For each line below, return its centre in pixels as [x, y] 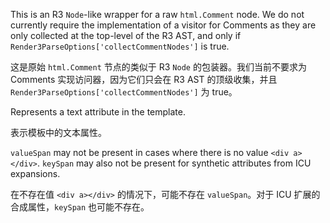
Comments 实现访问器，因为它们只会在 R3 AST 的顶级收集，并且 [144, 79]
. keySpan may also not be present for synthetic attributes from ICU [174, 163]
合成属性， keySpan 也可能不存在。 [80, 207]
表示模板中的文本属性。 [58, 132]
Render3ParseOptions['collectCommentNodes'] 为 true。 [124, 92]
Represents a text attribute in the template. [98, 112]
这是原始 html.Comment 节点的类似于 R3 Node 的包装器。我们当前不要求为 [158, 67]
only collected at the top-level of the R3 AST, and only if [126, 35]
